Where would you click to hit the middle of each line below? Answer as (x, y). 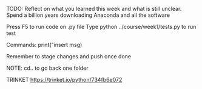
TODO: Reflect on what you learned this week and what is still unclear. (94, 9)
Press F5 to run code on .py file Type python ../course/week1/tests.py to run (101, 27)
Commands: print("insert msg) (44, 45)
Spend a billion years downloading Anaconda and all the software (88, 15)
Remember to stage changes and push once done (69, 56)
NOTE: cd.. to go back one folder (48, 68)
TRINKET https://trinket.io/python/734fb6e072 (64, 80)
